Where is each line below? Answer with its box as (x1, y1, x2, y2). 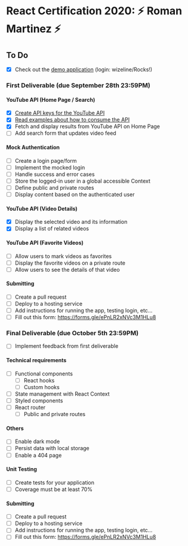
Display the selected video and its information (14, 219, 128, 226)
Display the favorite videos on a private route (14, 259, 126, 266)
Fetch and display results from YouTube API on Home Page (14, 123, 160, 130)
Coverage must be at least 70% (14, 486, 93, 493)
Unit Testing (6, 466, 38, 473)
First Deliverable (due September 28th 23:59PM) (6, 81, 150, 89)
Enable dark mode (14, 438, 60, 445)
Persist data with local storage (14, 445, 90, 452)
